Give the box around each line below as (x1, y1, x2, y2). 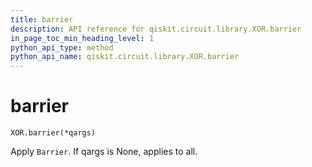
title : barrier (10, 14, 74, 25)
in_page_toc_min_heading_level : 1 (10, 33, 155, 43)
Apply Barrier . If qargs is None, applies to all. (10, 146, 198, 158)
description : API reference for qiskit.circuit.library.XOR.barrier (10, 24, 302, 34)
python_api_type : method (10, 42, 114, 53)
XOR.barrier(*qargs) (10, 128, 97, 138)
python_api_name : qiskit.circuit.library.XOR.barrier (10, 52, 240, 62)
